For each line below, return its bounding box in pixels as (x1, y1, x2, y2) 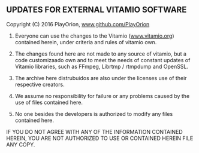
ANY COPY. (6, 140, 35, 148)
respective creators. (14, 81, 65, 88)
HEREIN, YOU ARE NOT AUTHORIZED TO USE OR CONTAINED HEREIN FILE (6, 134, 194, 142)
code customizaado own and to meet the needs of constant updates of (14, 56, 191, 63)
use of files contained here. (14, 99, 83, 106)
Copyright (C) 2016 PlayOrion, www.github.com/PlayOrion (6, 20, 150, 27)
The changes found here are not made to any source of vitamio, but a (14, 50, 187, 57)
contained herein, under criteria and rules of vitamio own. (14, 38, 157, 45)
